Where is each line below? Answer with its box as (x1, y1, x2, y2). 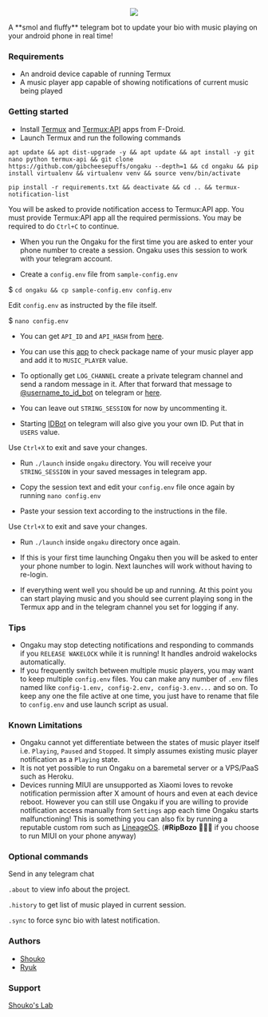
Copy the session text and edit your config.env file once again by (19, 482, 235, 492)
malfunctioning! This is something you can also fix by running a (19, 814, 228, 824)
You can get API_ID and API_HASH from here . (19, 331, 164, 341)
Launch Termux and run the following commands (19, 133, 182, 142)
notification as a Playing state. (19, 755, 120, 764)
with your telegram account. (19, 253, 113, 263)
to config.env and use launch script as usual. (19, 700, 169, 709)
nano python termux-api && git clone (8, 155, 134, 163)
